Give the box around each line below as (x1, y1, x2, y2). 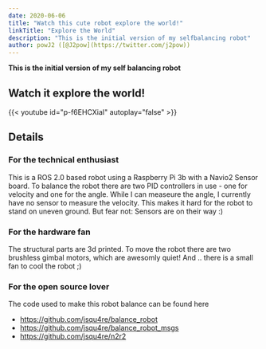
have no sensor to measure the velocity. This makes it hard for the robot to (8, 198, 253, 207)
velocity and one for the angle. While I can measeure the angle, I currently (8, 189, 251, 199)
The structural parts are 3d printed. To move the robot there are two (8, 244, 231, 253)
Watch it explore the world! (8, 86, 146, 100)
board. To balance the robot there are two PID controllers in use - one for (8, 181, 248, 190)
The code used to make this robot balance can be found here (8, 300, 209, 309)
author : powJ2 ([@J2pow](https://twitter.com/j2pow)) (8, 41, 191, 49)
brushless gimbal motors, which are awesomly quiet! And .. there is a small (8, 253, 253, 262)
